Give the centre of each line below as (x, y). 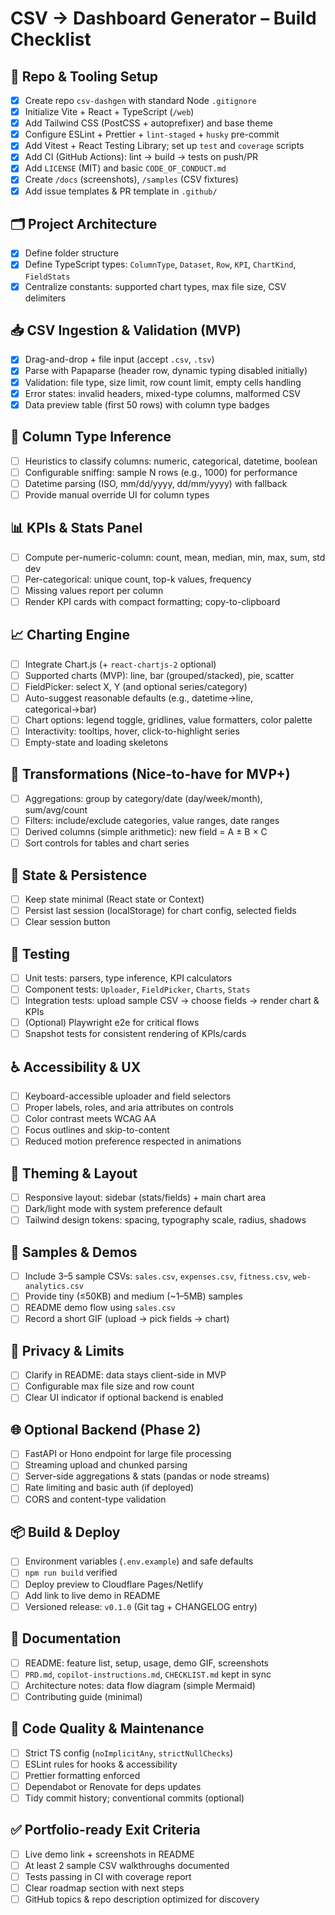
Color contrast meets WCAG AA (90, 1119)
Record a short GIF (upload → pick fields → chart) (127, 1319)
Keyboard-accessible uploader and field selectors (128, 1096)
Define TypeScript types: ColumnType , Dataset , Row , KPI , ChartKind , (160, 264)
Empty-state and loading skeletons (96, 742)
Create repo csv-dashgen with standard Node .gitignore (140, 100)
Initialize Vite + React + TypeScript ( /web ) (109, 112)
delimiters (45, 298)
